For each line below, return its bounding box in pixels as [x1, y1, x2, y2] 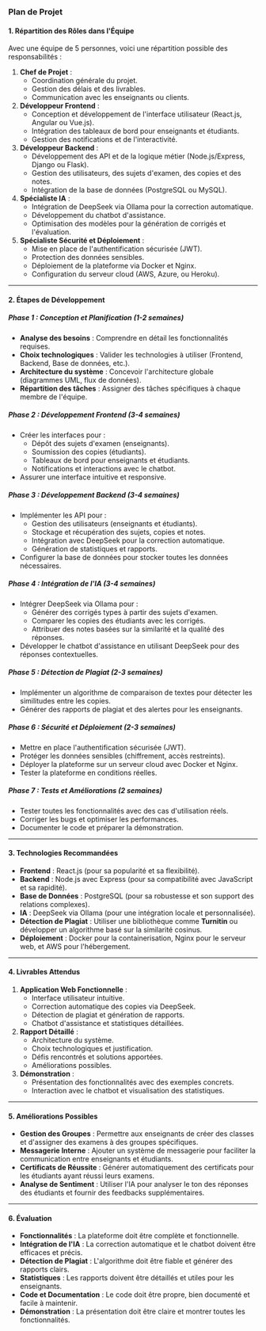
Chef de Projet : [19, 67, 73, 77]
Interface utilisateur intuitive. [31, 993, 125, 1002]
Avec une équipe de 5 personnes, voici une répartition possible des [8, 44, 228, 53]
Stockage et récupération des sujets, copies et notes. [31, 527, 206, 536]
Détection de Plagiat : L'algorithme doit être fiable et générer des [19, 1257, 234, 1266]
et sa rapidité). [19, 883, 67, 892]
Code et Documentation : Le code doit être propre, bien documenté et [19, 1290, 251, 1299]
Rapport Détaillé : [19, 1027, 79, 1036]
